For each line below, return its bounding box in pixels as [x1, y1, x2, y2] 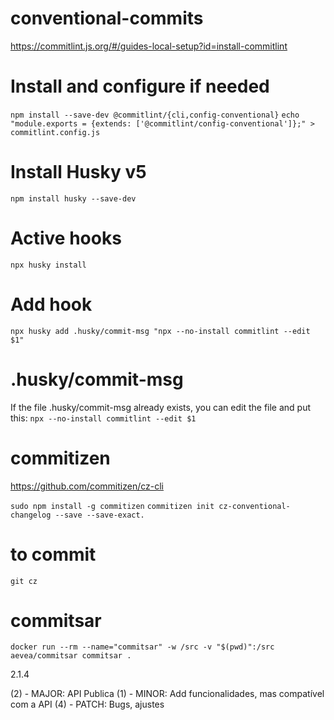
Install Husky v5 [10, 161, 147, 184]
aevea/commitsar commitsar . [10, 651, 132, 661]
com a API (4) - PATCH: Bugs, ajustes [10, 698, 165, 711]
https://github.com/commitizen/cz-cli [10, 480, 164, 492]
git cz [10, 576, 38, 586]
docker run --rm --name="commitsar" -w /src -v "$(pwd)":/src [10, 642, 275, 652]
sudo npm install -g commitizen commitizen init [10, 501, 215, 511]
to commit [10, 543, 97, 566]
